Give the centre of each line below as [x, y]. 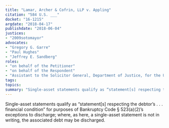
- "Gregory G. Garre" [28, 47]
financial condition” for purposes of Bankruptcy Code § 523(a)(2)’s [74, 109]
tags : [11, 80]
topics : [13, 85]
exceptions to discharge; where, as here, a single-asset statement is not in [82, 114]
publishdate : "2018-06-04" [33, 29]
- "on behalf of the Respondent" [40, 71]
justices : [16, 33]
